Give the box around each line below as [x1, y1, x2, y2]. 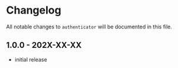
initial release [14, 56, 47, 63]
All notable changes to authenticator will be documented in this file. [6, 23, 173, 30]
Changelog [6, 4, 62, 17]
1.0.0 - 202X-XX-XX [6, 40, 82, 50]
